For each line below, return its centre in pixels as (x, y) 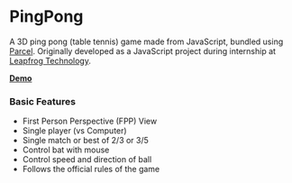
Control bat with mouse (66, 150)
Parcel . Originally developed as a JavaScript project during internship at (143, 50)
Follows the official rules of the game (91, 169)
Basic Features (43, 101)
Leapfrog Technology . (50, 60)
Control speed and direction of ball (87, 160)
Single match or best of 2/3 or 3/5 (85, 141)
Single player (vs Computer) (75, 131)
